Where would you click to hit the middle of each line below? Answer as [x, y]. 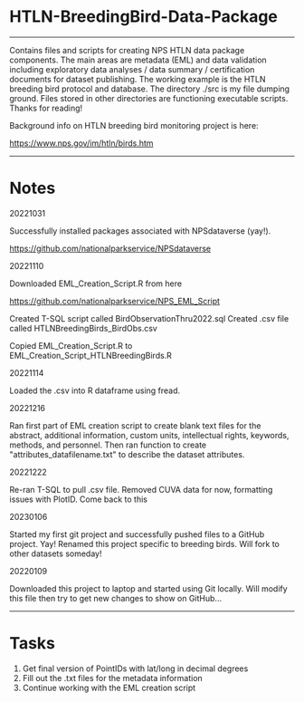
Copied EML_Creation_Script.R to [71, 345]
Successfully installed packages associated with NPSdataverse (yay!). [140, 231]
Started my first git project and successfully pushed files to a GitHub [137, 534]
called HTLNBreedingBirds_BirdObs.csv [84, 328]
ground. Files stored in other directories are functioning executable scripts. [149, 98]
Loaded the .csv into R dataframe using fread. [95, 390]
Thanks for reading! [46, 108]
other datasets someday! [56, 553]
